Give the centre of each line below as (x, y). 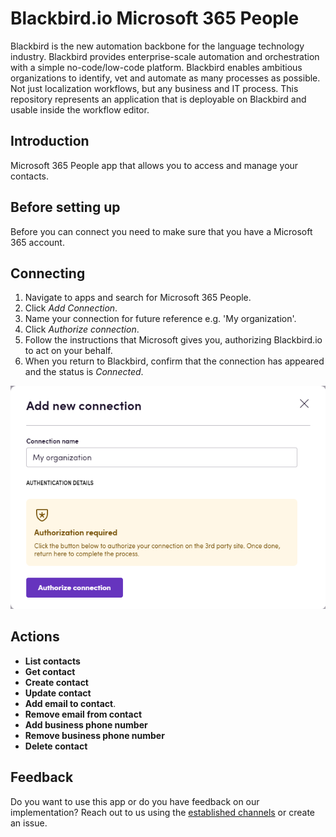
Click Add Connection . (71, 308)
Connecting (48, 273)
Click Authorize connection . (82, 329)
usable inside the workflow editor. (80, 109)
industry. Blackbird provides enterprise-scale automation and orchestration (165, 56)
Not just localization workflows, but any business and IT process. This (154, 88)
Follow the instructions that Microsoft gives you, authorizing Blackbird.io (173, 340)
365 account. (37, 242)
